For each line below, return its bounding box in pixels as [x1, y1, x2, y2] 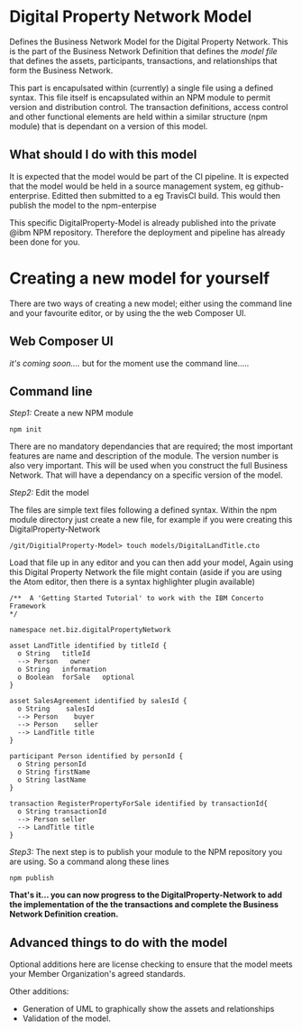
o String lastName [17, 776, 87, 785]
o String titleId [17, 649, 91, 658]
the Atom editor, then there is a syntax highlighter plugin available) [9, 576, 255, 588]
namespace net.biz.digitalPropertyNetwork [9, 626, 171, 635]
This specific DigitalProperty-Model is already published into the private [9, 217, 277, 228]
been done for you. [9, 237, 81, 247]
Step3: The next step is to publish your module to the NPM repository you [9, 847, 283, 858]
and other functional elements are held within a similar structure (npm [9, 111, 269, 122]
